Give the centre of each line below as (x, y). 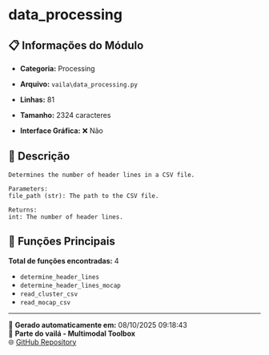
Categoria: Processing (57, 69)
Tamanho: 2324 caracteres (65, 115)
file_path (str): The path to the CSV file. (84, 196)
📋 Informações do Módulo (76, 45)
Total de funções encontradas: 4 (64, 260)
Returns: (23, 210)
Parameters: (28, 189)
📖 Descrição (39, 157)
